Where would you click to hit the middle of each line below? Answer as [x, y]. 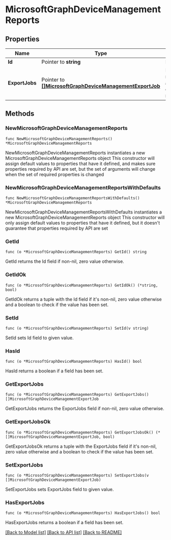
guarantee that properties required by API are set [57, 228]
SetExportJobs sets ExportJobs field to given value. [60, 490]
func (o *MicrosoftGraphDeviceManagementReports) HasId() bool [74, 362]
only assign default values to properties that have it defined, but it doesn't [83, 223]
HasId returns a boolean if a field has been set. [54, 371]
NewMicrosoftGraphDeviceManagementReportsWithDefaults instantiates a [83, 212]
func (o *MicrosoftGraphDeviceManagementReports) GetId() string [76, 252]
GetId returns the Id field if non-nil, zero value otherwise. [65, 261]
